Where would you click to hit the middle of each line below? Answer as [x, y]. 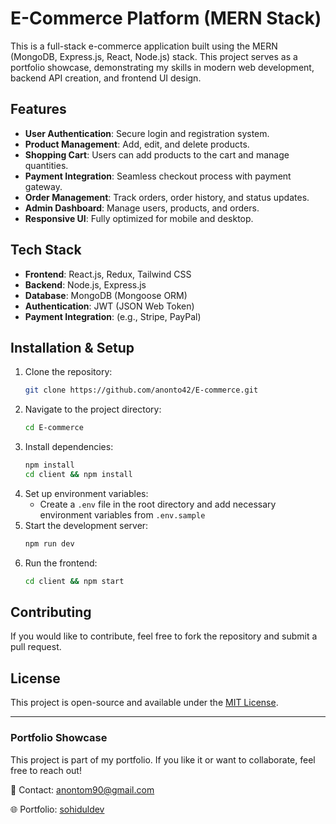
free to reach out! [46, 770]
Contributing [51, 612]
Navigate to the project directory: [93, 409]
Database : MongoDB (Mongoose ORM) [106, 295]
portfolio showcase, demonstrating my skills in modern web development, [162, 67]
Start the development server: [86, 525]
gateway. [43, 186]
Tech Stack [46, 250]
